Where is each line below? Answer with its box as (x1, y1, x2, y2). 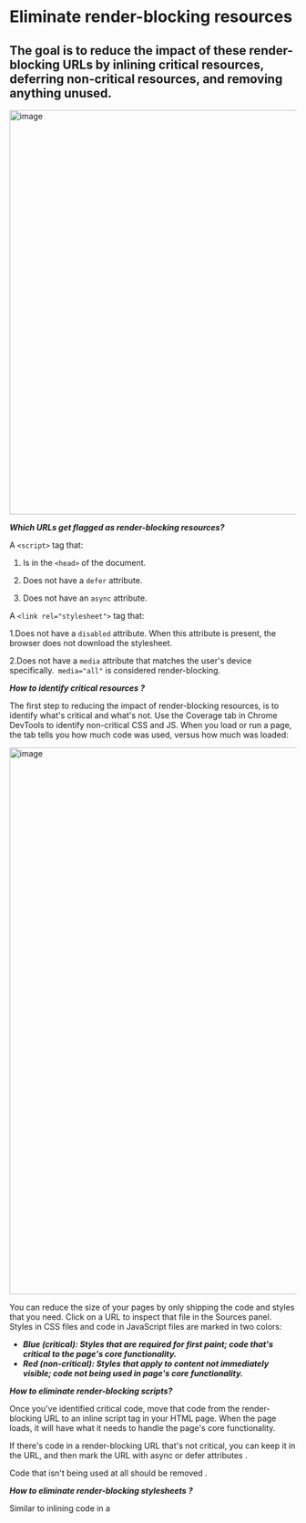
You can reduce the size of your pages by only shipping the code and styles (9, 1302, 295, 1312)
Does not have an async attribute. (22, 592, 148, 603)
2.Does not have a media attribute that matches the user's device (9, 655, 252, 666)
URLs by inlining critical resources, (62, 57, 264, 72)
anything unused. (9, 85, 112, 101)
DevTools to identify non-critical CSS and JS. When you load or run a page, (9, 720, 292, 730)
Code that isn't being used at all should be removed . (9, 1467, 208, 1478)
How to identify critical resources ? (9, 683, 146, 694)
